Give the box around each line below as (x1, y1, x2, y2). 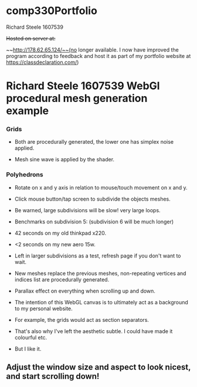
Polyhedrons (6, 171, 43, 179)
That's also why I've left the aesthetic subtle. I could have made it (14, 327, 173, 335)
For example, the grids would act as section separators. (14, 316, 150, 323)
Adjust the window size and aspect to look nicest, (6, 362, 191, 372)
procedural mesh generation (6, 92, 148, 105)
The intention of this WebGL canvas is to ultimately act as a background (14, 298, 189, 305)
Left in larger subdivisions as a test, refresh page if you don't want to (14, 252, 181, 259)
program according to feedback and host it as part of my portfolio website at (6, 52, 191, 59)
